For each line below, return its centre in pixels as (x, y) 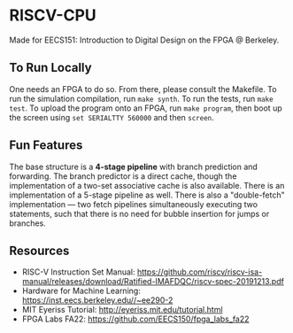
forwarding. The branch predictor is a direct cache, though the (123, 176)
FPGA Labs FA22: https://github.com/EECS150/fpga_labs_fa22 (135, 319)
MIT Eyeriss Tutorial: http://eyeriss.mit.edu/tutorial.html (122, 310)
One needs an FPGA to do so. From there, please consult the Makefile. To (143, 89)
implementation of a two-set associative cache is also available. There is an (147, 185)
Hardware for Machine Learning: (81, 291)
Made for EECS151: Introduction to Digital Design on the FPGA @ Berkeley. (144, 40)
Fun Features (46, 146)
